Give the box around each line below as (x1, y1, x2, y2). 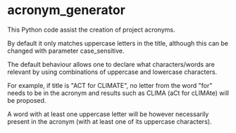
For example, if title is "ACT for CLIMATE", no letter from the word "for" (7, 81, 213, 89)
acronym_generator (7, 2, 125, 18)
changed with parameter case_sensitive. (7, 46, 125, 55)
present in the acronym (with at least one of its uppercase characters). (7, 117, 212, 125)
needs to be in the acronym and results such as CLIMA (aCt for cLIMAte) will (7, 89, 229, 97)
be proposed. (7, 96, 46, 104)
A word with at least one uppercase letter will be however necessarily (7, 110, 209, 118)
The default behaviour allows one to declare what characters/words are (7, 60, 215, 68)
